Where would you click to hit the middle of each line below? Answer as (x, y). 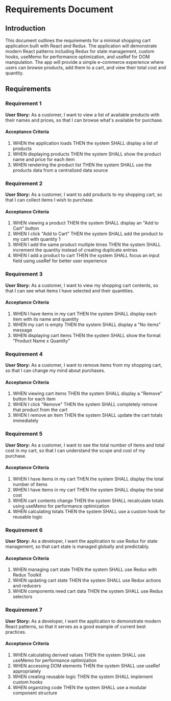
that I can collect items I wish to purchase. (50, 200)
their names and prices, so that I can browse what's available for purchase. (84, 120)
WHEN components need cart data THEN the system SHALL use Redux (88, 591)
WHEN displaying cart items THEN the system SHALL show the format (87, 335)
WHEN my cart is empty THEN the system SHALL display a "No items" (87, 324)
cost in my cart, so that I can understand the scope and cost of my (75, 450)
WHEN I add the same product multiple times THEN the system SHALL (87, 245)
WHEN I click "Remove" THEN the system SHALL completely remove (85, 405)
